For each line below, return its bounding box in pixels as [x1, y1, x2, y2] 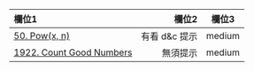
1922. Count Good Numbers [13, 46, 133, 59]
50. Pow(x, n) [13, 30, 71, 42]
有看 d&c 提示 [141, 30, 198, 43]
